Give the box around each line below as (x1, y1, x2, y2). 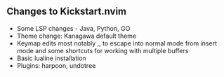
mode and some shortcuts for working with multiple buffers (16, 46, 189, 55)
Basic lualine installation (16, 54, 87, 62)
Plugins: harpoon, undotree (16, 61, 96, 69)
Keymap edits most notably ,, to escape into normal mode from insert (16, 38, 217, 48)
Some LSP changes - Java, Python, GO (16, 24, 131, 32)
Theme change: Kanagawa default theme (16, 31, 137, 40)
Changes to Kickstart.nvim (6, 6, 127, 17)
